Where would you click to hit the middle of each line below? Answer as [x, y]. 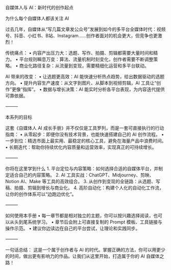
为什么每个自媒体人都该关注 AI [37, 18]
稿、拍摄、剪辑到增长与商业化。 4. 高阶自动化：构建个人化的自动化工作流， [85, 188]
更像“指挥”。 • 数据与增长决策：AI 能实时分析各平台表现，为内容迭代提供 [88, 89]
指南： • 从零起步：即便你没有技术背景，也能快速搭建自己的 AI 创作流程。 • [85, 134]
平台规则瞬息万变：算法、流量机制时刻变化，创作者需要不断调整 [86, 59]
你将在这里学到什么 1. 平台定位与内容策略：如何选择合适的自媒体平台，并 [82, 168]
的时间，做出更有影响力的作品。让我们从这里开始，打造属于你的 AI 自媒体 [82, 256]
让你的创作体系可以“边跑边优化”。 [41, 194]
